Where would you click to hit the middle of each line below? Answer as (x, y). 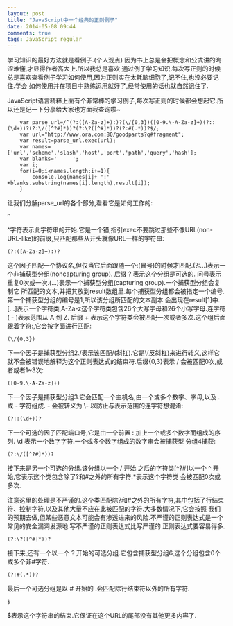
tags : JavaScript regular (44, 40)
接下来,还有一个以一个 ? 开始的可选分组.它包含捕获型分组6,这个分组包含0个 (114, 553)
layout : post (26, 14)
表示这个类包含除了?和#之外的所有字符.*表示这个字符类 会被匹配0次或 (121, 477)
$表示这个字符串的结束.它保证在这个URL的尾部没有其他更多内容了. (102, 616)
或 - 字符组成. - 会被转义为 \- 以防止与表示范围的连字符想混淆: (95, 406)
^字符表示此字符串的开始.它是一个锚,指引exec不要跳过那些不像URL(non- (110, 230)
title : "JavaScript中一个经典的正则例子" (62, 20)
